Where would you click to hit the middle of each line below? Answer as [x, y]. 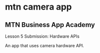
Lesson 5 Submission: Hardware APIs [42, 36]
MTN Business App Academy [50, 25]
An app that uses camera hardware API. [45, 46]
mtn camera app [38, 7]
